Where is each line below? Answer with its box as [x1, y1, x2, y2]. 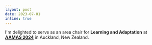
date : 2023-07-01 [5, 12, 41, 16]
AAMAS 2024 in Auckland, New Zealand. [5, 34, 89, 40]
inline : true [5, 16, 32, 21]
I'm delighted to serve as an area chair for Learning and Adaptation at [5, 30, 148, 35]
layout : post [5, 7, 32, 12]
